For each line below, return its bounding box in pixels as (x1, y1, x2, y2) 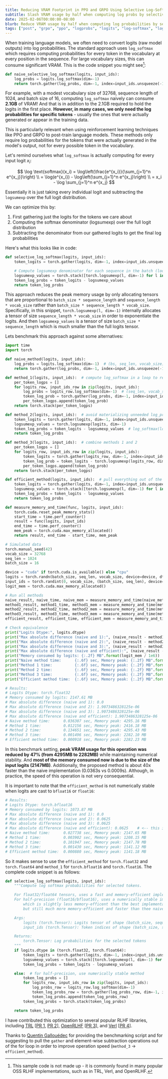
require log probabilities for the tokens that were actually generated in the (5, 137, 156, 143)
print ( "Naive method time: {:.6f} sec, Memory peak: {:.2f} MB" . (5, 658, 155, 663)
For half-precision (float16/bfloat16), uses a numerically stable (14, 897, 157, 902)
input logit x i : (5, 158, 31, 165)
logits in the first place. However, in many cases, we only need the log (5, 106, 151, 112)
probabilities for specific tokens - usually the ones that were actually (5, 112, 149, 118)
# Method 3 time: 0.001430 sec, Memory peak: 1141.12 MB (5, 844, 146, 849)
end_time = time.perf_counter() (14, 524, 81, 529)
